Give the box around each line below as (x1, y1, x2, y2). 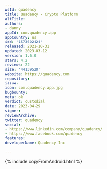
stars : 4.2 (5, 58, 28, 63)
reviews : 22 (5, 62, 30, 67)
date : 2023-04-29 (5, 104, 41, 109)
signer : (5, 108, 21, 114)
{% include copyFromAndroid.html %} (5, 159, 82, 164)
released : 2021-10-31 (5, 44, 50, 49)
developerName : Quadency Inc (5, 140, 65, 146)
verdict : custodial (5, 99, 45, 104)
